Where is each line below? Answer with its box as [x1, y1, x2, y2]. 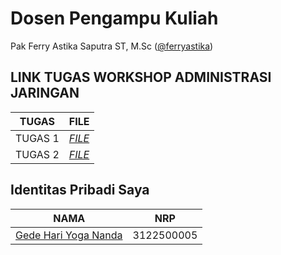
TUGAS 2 [15, 147, 60, 161]
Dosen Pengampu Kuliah [10, 7, 219, 30]
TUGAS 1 [15, 131, 60, 145]
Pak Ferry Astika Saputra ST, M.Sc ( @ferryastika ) [10, 40, 214, 52]
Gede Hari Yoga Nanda [15, 228, 123, 242]
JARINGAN [10, 85, 80, 102]
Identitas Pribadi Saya [10, 182, 150, 199]
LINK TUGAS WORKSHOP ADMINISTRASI [10, 69, 272, 86]
